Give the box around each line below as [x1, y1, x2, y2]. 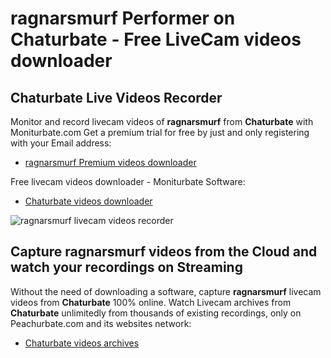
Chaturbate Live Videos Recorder [10, 89, 223, 106]
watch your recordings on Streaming [10, 259, 243, 276]
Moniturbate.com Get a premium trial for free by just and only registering [10, 127, 310, 138]
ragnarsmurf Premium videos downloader [24, 157, 197, 168]
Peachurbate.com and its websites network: [10, 317, 192, 329]
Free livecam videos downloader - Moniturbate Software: [10, 176, 246, 187]
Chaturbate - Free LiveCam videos [10, 28, 302, 51]
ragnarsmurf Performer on [10, 7, 236, 30]
